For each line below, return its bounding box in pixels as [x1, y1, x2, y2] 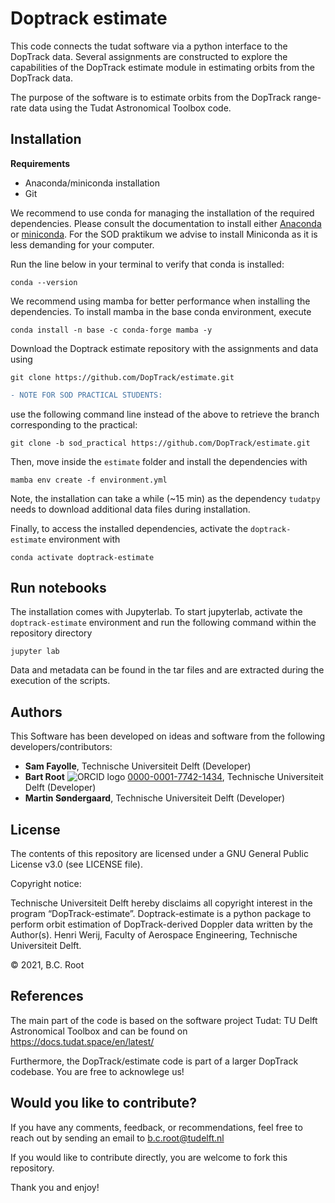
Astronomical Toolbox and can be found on [10, 1025, 188, 1037]
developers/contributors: [10, 741, 113, 753]
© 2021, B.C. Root [10, 959, 85, 971]
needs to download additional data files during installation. [10, 503, 251, 515]
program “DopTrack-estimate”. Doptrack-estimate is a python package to [10, 908, 312, 920]
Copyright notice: [10, 878, 82, 890]
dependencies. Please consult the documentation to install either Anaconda [10, 217, 322, 229]
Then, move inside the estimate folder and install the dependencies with [10, 455, 308, 467]
